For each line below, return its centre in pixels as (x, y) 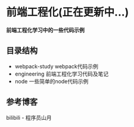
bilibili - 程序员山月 (29, 117)
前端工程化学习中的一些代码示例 (45, 30)
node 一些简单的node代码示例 (52, 81)
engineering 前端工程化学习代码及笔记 (62, 74)
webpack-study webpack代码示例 (56, 66)
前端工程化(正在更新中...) (68, 12)
